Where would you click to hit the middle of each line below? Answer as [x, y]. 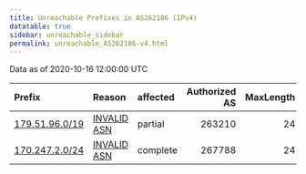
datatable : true [40, 26]
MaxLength [270, 97]
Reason [109, 97]
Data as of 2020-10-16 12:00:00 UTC [79, 69]
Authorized [211, 92]
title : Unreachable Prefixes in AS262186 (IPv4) [103, 18]
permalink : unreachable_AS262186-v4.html [89, 43]
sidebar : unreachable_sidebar [67, 35]
